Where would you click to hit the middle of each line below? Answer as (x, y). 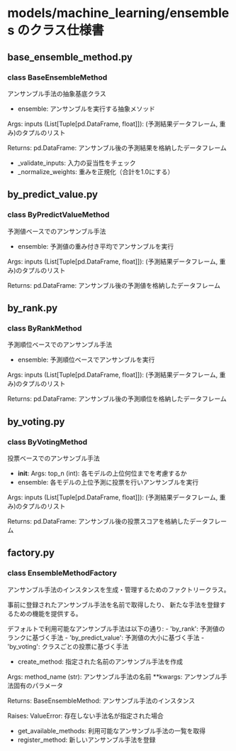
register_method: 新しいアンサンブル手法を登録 (86, 740)
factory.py (31, 553)
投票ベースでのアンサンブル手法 (54, 458)
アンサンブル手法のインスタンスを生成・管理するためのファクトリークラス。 (119, 589)
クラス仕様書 (67, 31)
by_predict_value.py (53, 194)
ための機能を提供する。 (47, 613)
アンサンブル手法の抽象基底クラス (57, 93)
